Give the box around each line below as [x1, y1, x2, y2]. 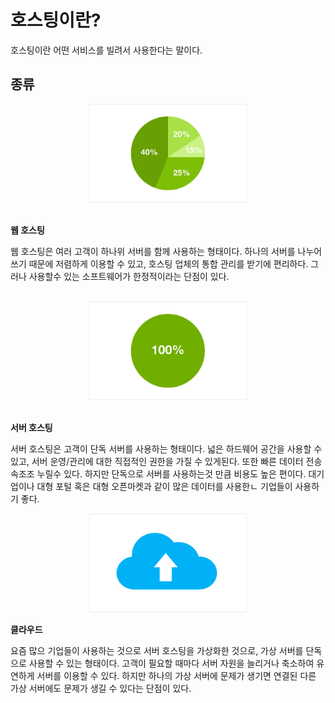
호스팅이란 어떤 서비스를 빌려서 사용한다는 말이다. [10, 44, 203, 56]
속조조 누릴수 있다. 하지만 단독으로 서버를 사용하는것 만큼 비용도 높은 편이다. [10, 468, 307, 480]
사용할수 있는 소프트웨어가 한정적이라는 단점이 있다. [28, 271, 230, 283]
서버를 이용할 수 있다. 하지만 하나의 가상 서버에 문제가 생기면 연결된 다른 [36, 669, 317, 681]
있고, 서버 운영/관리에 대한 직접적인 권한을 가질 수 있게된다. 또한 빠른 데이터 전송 [10, 456, 323, 468]
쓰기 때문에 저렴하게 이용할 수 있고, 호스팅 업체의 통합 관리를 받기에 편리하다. [10, 258, 309, 270]
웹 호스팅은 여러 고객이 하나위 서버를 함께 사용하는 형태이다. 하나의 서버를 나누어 [10, 246, 323, 258]
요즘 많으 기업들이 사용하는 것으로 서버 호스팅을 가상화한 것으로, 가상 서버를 [10, 644, 304, 656]
